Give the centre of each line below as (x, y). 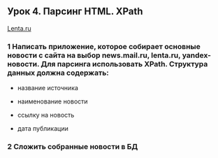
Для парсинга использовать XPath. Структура (124, 64)
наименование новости (53, 101)
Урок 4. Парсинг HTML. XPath (75, 12)
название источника (48, 88)
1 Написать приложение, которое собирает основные (104, 46)
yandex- (197, 55)
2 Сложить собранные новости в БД (73, 147)
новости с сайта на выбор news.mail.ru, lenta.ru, (94, 55)
